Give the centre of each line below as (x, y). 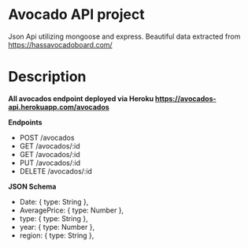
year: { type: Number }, (57, 227)
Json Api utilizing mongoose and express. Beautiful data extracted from (124, 36)
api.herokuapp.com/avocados (59, 107)
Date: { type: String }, (54, 201)
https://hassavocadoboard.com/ (60, 44)
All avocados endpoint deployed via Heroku (81, 98)
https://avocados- (185, 98)
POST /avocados (47, 137)
